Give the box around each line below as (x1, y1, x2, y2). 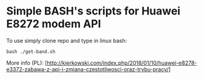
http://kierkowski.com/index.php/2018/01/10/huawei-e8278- (47, 59, 198, 66)
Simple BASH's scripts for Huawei (6, 4, 181, 18)
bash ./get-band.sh (6, 48, 56, 55)
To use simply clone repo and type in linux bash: (6, 37, 127, 44)
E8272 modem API (6, 17, 101, 31)
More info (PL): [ (6, 59, 47, 66)
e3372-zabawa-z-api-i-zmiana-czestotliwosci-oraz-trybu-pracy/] (6, 65, 171, 73)
